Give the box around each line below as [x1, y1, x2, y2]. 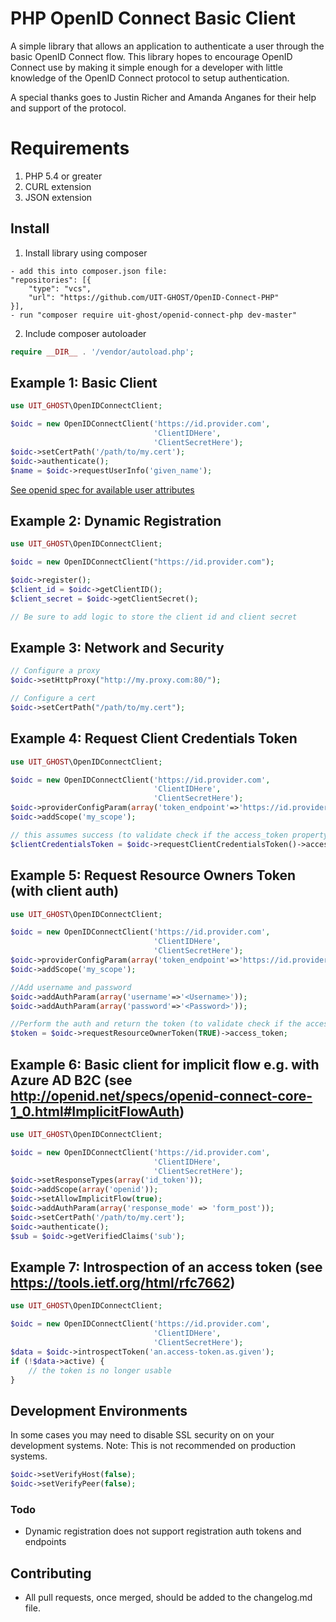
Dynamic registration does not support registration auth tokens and [24, 1525, 302, 1537]
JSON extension [24, 191, 93, 203]
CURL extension [24, 180, 92, 192]
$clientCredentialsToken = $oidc [10, 839, 150, 849]
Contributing [10, 1565, 92, 1582]
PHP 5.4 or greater [24, 170, 103, 182]
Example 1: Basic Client [10, 374, 158, 391]
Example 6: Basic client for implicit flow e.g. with [10, 1056, 320, 1073]
